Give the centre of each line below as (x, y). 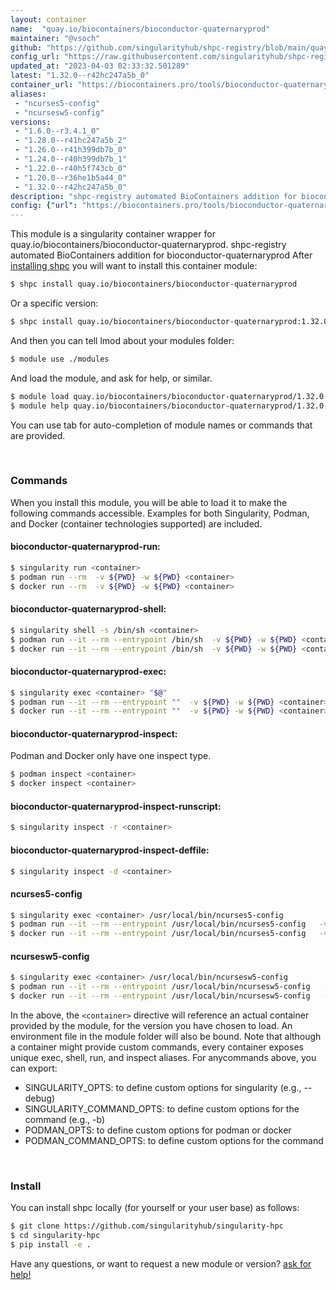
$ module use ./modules (60, 359)
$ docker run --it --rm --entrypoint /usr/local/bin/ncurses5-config (158, 934)
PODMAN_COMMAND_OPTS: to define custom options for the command (174, 1141)
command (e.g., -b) (65, 1120)
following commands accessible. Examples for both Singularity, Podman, (160, 513)
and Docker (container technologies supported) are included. (136, 523)
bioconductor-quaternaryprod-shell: (88, 609)
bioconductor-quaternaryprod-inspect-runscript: (116, 806)
